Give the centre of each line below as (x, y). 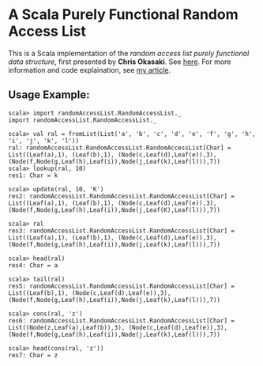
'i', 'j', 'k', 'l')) (44, 141)
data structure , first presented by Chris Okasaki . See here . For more (120, 62)
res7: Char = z (33, 355)
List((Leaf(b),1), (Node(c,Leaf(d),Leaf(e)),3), (90, 293)
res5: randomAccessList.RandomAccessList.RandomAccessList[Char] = (122, 286)
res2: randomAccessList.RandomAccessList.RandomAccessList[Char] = (122, 196)
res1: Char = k (33, 175)
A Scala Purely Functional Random (123, 15)
